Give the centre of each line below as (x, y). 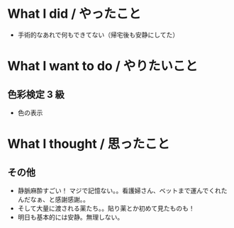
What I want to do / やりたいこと (103, 66)
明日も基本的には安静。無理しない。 (71, 217)
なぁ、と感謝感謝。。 (60, 199)
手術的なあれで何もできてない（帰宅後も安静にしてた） (98, 35)
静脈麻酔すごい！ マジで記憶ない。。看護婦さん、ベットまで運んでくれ (119, 190)
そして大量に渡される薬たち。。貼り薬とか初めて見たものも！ (106, 208)
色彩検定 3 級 (36, 95)
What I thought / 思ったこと (89, 144)
